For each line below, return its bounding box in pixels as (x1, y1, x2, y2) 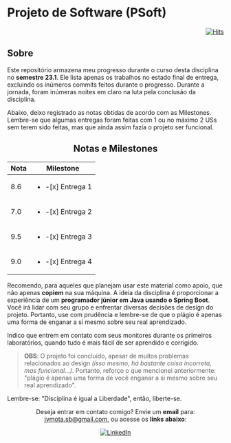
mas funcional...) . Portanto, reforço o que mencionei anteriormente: (23, 366, 217, 374)
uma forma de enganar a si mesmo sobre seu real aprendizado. (7, 318, 187, 326)
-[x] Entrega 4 (45, 257, 93, 266)
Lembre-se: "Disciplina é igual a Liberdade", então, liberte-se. (7, 394, 182, 402)
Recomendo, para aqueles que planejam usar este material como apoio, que (7, 281, 223, 290)
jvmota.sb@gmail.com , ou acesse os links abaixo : (44, 415, 187, 423)
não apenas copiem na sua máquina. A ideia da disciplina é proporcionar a (7, 288, 219, 296)
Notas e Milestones (73, 143, 158, 155)
